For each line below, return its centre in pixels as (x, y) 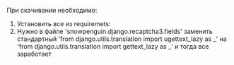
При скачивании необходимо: (52, 10)
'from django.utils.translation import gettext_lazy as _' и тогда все (113, 46)
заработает (34, 54)
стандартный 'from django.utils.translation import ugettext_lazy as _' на (122, 39)
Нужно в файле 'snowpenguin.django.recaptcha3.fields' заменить (115, 31)
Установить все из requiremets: (64, 24)
